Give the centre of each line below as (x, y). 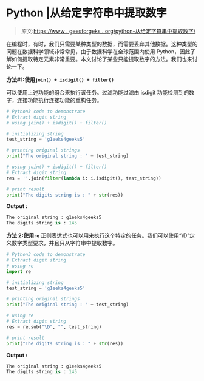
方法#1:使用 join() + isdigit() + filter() (60, 79)
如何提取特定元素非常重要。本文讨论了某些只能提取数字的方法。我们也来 (102, 59)
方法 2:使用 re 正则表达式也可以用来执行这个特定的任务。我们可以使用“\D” (98, 235)
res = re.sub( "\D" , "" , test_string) (54, 327)
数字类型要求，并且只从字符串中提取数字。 (65, 243)
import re (19, 271)
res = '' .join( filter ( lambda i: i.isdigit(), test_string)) (84, 178)
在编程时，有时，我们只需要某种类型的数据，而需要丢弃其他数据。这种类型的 (102, 44)
